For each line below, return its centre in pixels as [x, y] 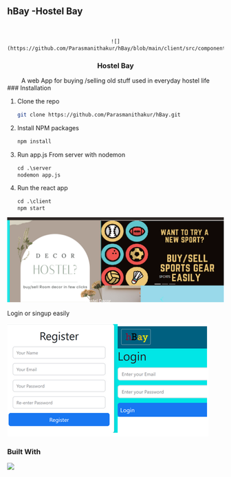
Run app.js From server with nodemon [71, 154]
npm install [34, 141]
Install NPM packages [48, 128]
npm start [31, 208]
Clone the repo [38, 101]
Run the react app [42, 187]
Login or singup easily [38, 313]
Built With [24, 451]
